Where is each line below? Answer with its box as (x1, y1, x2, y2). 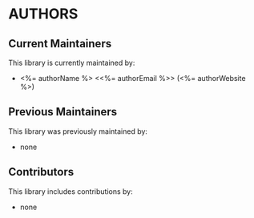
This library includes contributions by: (8, 186, 134, 196)
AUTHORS (8, 5, 79, 23)
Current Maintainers (8, 37, 112, 50)
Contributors (8, 165, 75, 179)
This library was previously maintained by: (8, 126, 148, 136)
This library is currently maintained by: (8, 58, 135, 67)
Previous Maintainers (8, 105, 118, 119)
